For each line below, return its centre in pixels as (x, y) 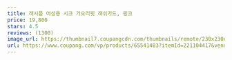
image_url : (23, 39)
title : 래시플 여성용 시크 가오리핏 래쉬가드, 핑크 (70, 13)
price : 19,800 (28, 20)
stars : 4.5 (23, 26)
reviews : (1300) (30, 33)
